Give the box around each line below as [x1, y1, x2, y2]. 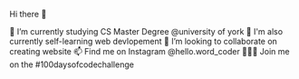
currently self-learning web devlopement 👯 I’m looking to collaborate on [9, 36, 278, 46]
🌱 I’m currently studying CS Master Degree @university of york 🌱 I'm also [9, 26, 284, 36]
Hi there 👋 [9, 9, 47, 19]
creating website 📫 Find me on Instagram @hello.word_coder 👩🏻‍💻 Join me [9, 46, 290, 56]
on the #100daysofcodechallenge [9, 59, 134, 70]
